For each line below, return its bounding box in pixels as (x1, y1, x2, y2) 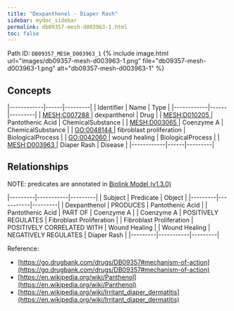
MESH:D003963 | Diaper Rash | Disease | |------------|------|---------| (7, 141, 215, 149)
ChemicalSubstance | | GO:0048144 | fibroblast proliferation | (7, 126, 186, 134)
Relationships (7, 161, 69, 173)
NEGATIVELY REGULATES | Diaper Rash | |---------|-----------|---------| (7, 230, 220, 239)
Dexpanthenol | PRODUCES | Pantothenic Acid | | (65, 201, 208, 209)
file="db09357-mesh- (142, 57, 207, 65)
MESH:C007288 (42, 110, 90, 120)
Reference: (7, 244, 39, 253)
